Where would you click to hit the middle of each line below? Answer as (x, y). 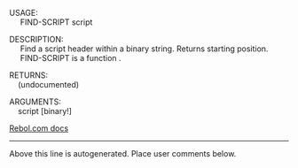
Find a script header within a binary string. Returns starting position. (144, 49)
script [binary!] (45, 111)
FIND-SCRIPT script (56, 22)
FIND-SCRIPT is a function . (71, 58)
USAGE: (24, 13)
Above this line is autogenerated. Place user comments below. (123, 153)
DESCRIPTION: (36, 39)
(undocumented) (48, 84)
